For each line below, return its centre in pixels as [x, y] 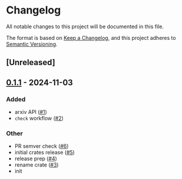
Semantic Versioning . [32, 44]
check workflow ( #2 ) [39, 119]
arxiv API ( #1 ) [31, 112]
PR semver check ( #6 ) [42, 146]
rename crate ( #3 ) [36, 165]
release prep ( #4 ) [36, 158]
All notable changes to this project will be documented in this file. [85, 26]
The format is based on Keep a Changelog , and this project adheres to [91, 38]
